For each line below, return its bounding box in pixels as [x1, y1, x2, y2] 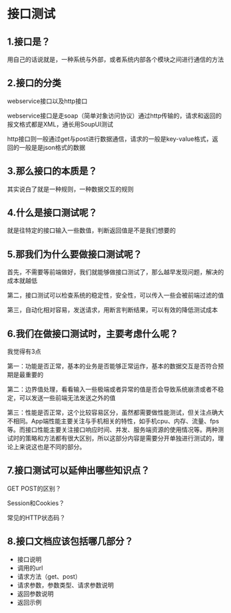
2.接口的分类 [7, 77, 62, 89]
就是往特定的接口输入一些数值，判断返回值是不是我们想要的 [7, 226, 176, 234]
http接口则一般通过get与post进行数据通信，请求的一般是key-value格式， [7, 135, 212, 143]
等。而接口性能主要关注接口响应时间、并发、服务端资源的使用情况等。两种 [7, 425, 218, 434]
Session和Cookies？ [7, 499, 65, 507]
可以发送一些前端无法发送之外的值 [19, 394, 115, 402]
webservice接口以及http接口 [7, 97, 88, 105]
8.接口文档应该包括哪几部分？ [7, 535, 134, 547]
